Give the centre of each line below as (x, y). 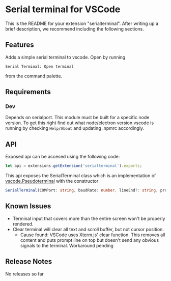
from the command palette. (34, 76)
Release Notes (29, 261)
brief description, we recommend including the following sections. (75, 29)
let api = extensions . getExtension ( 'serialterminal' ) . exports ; (74, 166)
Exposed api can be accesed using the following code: (63, 157)
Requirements (28, 92)
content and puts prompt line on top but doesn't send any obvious (90, 240)
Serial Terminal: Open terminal (39, 66)
